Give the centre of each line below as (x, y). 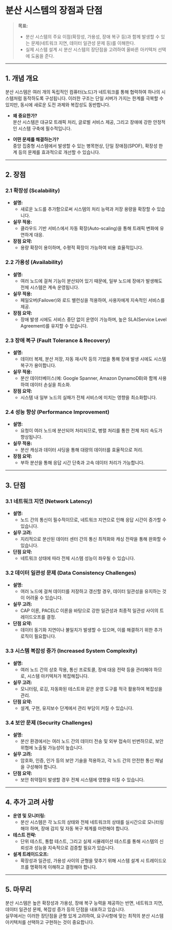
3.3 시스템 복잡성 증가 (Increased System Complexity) (71, 651)
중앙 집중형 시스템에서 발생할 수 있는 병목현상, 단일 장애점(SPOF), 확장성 (85, 146)
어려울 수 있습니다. (44, 598)
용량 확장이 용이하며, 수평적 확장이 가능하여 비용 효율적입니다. (82, 248)
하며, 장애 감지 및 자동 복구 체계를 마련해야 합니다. (80, 828)
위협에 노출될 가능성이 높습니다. (52, 747)
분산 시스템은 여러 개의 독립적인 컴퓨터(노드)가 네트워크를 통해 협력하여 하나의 (83, 92)
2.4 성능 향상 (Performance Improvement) (57, 412)
